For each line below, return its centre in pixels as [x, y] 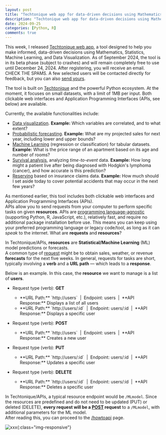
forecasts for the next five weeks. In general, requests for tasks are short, [80, 258]
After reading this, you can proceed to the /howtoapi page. [65, 418]
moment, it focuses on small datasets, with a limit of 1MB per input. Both [79, 93]
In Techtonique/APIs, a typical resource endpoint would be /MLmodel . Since [81, 397]
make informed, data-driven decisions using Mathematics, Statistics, [75, 52]
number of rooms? [31, 155]
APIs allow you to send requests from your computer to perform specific [79, 207]
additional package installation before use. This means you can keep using [81, 222]
